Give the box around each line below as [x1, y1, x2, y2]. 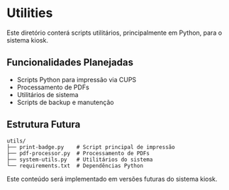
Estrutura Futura [6, 118, 81, 130]
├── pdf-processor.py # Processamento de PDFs [6, 150, 150, 157]
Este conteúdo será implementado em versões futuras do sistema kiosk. [6, 174, 218, 183]
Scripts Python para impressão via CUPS [16, 75, 137, 84]
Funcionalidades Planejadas [6, 57, 134, 69]
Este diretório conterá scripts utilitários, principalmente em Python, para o [6, 28, 223, 37]
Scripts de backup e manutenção [16, 98, 114, 106]
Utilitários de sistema [16, 90, 79, 99]
